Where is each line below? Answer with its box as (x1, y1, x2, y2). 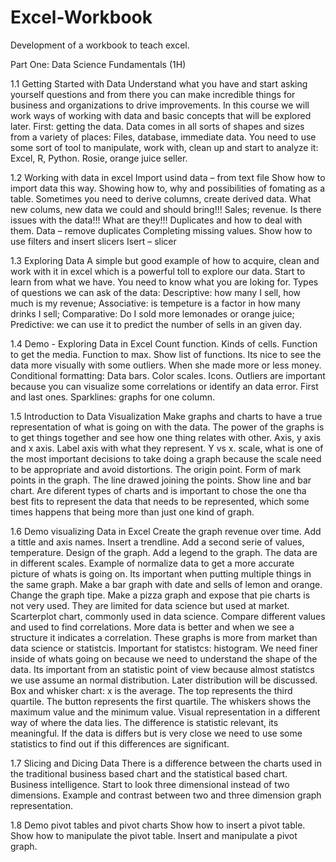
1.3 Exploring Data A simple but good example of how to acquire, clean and (10, 254, 320, 266)
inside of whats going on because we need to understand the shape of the (10, 652, 318, 665)
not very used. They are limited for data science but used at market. (10, 599, 290, 611)
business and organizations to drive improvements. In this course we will (10, 99, 310, 111)
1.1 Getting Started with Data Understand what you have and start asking (10, 77, 308, 90)
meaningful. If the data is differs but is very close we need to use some (10, 727, 303, 739)
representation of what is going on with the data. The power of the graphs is (10, 421, 325, 433)
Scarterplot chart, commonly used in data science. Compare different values (10, 610, 326, 622)
